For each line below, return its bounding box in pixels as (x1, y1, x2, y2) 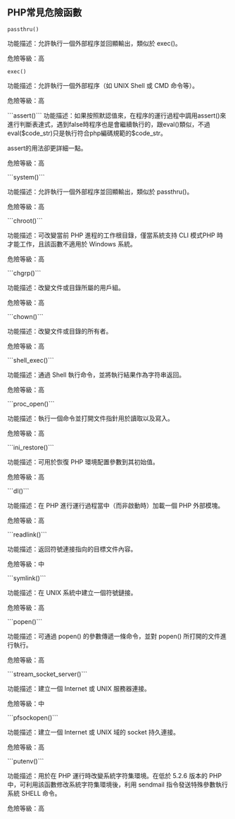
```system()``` (7, 173, 45, 181)
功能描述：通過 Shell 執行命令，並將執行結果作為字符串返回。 (7, 370, 186, 379)
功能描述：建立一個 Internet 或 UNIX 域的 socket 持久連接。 (7, 727, 179, 736)
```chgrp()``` (7, 268, 42, 277)
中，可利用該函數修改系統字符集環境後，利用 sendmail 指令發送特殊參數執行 (7, 780, 229, 789)
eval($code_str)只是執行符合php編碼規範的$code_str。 (7, 129, 167, 137)
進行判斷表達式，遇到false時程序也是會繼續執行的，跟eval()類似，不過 (7, 120, 210, 128)
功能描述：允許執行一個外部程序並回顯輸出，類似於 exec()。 (7, 39, 182, 47)
